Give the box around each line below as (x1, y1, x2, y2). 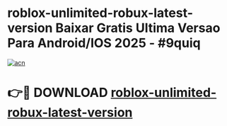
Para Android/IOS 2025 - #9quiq (7, 35, 201, 51)
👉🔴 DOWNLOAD (7, 85, 108, 101)
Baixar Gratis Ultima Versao (55, 20, 221, 36)
